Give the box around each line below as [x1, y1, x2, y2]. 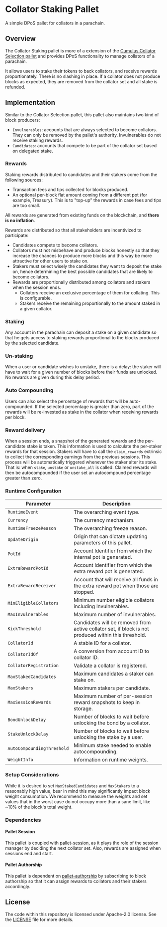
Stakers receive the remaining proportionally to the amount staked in [19, 300, 161, 306]
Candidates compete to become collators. [12, 242, 98, 248]
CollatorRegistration [7, 663, 59, 669]
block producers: [5, 117, 40, 123]
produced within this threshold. [74, 632, 147, 639]
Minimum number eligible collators [74, 597, 154, 604]
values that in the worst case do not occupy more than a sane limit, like [5, 798, 151, 804]
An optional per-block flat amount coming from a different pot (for [12, 192, 148, 198]
